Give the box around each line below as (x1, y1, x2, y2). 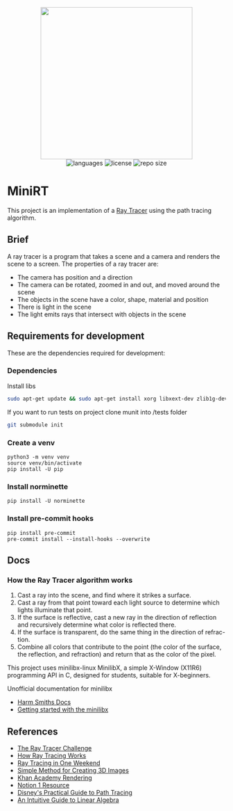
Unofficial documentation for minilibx (7, 684, 113, 693)
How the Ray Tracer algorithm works (7, 575, 133, 585)
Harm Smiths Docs (17, 698, 71, 707)
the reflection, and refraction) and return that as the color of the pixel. (17, 650, 216, 659)
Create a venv (7, 437, 55, 447)
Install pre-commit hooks (7, 514, 94, 524)
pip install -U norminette (7, 497, 85, 505)
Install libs (7, 382, 36, 390)
